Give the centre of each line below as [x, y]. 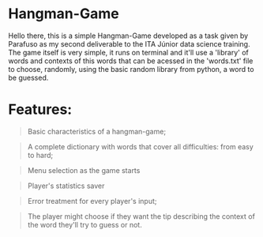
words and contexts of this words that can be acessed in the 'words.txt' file [131, 61]
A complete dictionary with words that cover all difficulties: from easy [141, 146]
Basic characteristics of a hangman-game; [97, 131]
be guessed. [28, 77]
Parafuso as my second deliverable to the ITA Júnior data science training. [129, 43]
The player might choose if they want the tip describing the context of [141, 216]
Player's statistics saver [66, 186]
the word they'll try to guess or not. [85, 224]
